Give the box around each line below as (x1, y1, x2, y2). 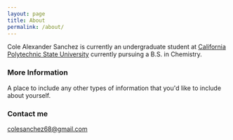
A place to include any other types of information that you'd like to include (7, 84, 222, 92)
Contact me (7, 108, 48, 118)
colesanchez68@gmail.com (7, 125, 88, 133)
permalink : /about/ (7, 23, 65, 30)
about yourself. (7, 91, 51, 99)
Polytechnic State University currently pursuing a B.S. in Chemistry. (7, 50, 202, 58)
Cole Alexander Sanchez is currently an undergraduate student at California (7, 43, 227, 51)
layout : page (7, 10, 46, 18)
